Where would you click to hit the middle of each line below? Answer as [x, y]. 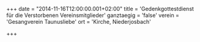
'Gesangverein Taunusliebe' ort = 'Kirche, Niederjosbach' [79, 22]
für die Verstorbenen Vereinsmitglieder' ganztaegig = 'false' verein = [93, 15]
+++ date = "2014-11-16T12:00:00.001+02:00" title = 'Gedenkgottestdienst [100, 9]
